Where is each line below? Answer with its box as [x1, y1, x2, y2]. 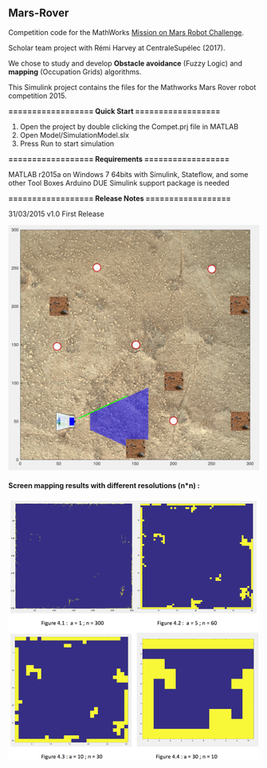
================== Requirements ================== [8, 154, 230, 163]
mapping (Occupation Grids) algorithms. [8, 67, 142, 77]
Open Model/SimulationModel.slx [19, 130, 130, 140]
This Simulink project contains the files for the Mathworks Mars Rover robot [8, 82, 257, 92]
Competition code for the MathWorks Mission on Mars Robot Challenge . [8, 27, 245, 37]
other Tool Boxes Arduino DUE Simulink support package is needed [8, 178, 230, 187]
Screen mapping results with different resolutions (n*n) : [8, 481, 201, 490]
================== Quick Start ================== [8, 106, 221, 116]
